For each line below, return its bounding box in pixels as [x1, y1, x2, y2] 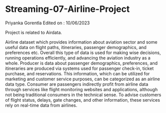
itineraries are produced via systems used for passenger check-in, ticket [5, 65, 154, 71]
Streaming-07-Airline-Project [5, 3, 130, 15]
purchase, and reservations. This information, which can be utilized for [5, 70, 150, 76]
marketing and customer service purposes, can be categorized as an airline [5, 76, 160, 82]
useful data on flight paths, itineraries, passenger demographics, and [5, 44, 147, 50]
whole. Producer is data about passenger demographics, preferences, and [5, 60, 158, 66]
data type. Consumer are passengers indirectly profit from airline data [5, 81, 149, 87]
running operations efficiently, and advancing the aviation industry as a [5, 55, 151, 60]
